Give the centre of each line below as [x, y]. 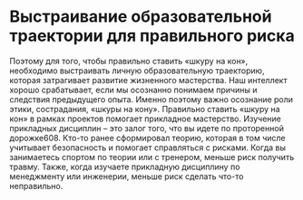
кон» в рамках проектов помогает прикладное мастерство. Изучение [145, 119]
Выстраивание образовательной [141, 17]
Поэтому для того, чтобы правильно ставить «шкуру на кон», [129, 61]
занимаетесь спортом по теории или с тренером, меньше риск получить [152, 157]
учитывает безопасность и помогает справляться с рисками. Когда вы [147, 148]
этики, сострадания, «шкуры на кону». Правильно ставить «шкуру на [145, 109]
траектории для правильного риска [152, 36]
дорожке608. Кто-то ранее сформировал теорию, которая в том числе [147, 138]
